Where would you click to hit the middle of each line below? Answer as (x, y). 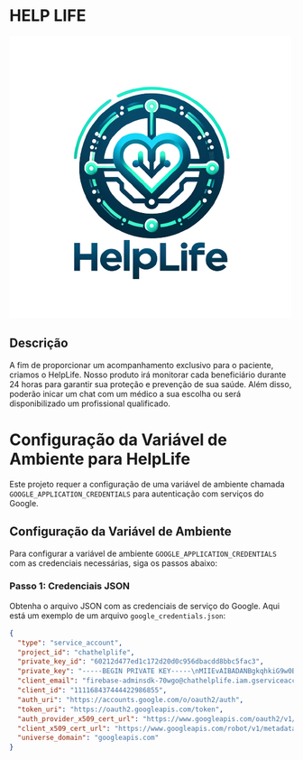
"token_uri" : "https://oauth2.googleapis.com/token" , (120, 709)
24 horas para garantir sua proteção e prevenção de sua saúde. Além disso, (151, 384)
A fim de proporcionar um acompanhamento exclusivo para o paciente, (142, 365)
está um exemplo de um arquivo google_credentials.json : (118, 616)
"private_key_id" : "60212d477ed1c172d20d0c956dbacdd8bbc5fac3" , (141, 662)
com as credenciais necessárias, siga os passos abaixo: (114, 563)
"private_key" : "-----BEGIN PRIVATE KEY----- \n (109, 672)
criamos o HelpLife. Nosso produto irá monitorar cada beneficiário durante (148, 375)
